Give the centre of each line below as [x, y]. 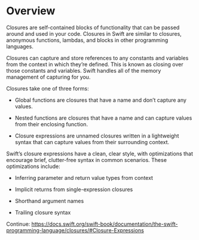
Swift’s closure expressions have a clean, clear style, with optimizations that [99, 154]
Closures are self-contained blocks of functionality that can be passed [93, 27]
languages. [20, 46]
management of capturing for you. [48, 77]
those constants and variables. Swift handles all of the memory [84, 70]
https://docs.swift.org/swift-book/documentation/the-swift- [105, 224]
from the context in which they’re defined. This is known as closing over [95, 64]
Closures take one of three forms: [48, 88]
